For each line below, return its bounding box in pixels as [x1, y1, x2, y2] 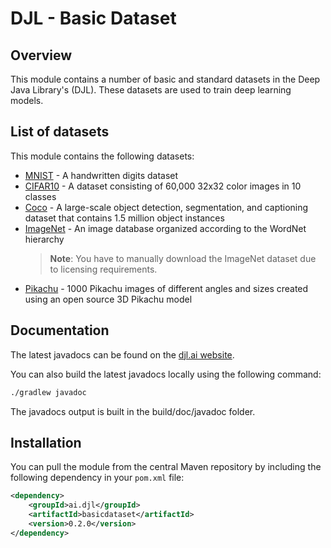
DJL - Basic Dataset [10, 7, 177, 30]
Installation [10, 434, 82, 451]
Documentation [10, 322, 110, 339]
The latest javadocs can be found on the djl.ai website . [10, 348, 235, 361]
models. [10, 95, 44, 106]
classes [24, 190, 57, 202]
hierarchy [24, 233, 65, 245]
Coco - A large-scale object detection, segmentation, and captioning [24, 201, 309, 213]
